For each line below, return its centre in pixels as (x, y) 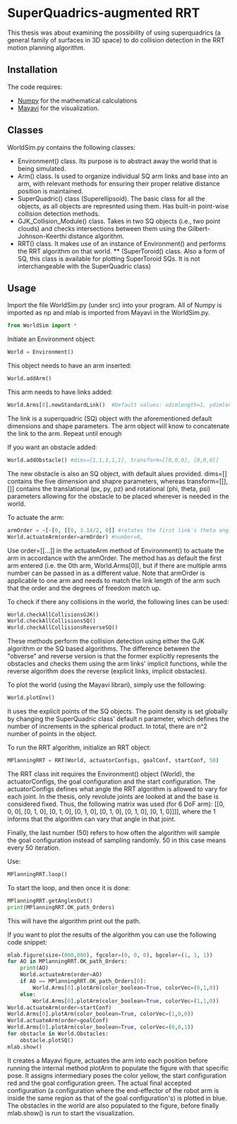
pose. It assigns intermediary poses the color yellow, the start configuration (117, 1075)
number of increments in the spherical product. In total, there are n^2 (108, 726)
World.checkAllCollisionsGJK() (53, 615)
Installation (32, 70)
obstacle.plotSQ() (47, 1040)
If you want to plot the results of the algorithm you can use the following (112, 935)
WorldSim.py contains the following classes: (72, 147)
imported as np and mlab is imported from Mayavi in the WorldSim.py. (109, 313)
